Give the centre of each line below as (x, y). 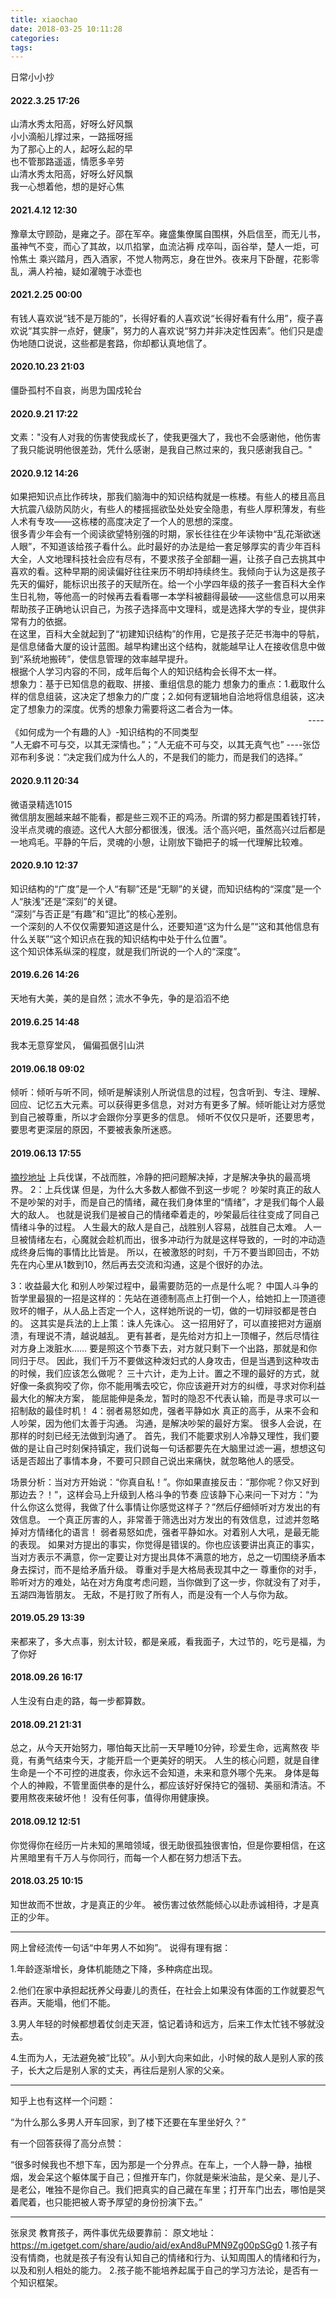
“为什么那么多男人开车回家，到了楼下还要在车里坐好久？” (128, 2122)
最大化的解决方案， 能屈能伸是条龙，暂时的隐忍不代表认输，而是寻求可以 (160, 1398)
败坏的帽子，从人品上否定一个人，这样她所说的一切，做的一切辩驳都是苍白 (163, 1310)
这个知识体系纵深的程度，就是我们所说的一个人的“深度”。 (128, 951)
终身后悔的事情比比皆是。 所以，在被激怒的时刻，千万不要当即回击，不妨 (169, 1252)
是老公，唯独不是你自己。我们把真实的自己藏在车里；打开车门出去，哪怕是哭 (168, 2189)
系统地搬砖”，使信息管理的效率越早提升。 (108, 659)
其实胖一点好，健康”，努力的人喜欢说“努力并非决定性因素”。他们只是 (173, 330)
